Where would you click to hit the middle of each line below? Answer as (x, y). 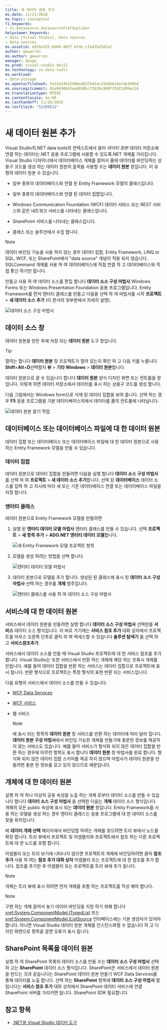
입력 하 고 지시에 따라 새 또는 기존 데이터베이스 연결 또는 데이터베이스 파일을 (88, 486)
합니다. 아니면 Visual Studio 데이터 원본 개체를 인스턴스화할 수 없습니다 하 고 (80, 925)
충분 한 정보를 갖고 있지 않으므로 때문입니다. (68, 765)
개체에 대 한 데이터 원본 (39, 782)
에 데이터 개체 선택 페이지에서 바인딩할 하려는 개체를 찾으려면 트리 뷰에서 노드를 (82, 830)
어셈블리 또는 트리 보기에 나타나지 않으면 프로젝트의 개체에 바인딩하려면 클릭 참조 (83, 853)
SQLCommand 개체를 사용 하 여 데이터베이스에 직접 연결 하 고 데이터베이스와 (80, 264)
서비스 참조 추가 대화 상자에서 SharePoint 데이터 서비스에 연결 (82, 986)
